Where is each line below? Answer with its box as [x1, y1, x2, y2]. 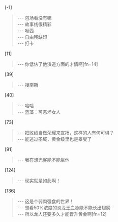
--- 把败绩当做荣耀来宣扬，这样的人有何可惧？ [17, 130, 114, 136]
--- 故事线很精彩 [17, 21, 52, 27]
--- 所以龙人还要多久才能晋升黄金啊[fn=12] [17, 211, 107, 217]
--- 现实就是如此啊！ [17, 178, 61, 183]
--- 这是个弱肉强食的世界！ [17, 199, 74, 204]
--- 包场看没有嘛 [17, 15, 52, 21]
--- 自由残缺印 [17, 34, 48, 40]
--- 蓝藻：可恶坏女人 [17, 109, 61, 115]
